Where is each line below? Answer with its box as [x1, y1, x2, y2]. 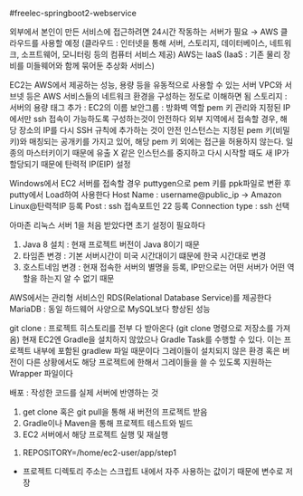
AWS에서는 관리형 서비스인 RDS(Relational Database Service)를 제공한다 [9, 292, 272, 302]
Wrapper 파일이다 [9, 368, 74, 378]
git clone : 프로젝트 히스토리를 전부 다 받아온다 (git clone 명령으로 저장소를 [9, 323, 274, 333]
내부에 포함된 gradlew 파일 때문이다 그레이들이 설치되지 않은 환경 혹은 [33, 346, 280, 356]
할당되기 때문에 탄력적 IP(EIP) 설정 [9, 158, 131, 169]
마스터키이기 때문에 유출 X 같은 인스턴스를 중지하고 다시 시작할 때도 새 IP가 [25, 148, 289, 157]
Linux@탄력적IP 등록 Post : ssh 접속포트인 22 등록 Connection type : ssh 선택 [9, 201, 290, 211]
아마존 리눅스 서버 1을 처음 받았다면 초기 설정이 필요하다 [9, 220, 206, 230]
